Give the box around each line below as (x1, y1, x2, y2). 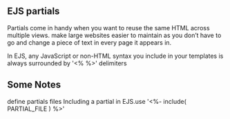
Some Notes (7, 79, 61, 91)
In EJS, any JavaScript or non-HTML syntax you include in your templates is (7, 52, 224, 60)
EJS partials (7, 6, 60, 17)
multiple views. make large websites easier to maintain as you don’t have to (7, 31, 222, 39)
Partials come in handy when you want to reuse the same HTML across (7, 23, 210, 32)
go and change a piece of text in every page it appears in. (7, 38, 172, 47)
